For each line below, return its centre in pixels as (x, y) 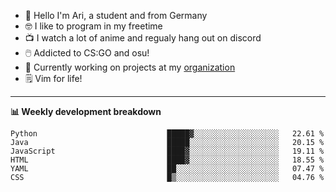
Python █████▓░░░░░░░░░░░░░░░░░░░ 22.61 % (167, 134)
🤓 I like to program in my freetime (93, 26)
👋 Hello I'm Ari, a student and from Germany (116, 15)
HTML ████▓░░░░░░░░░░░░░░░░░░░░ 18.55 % (167, 160)
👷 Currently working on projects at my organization (130, 67)
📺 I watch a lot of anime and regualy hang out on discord (143, 38)
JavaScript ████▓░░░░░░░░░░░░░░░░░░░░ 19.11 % (167, 151)
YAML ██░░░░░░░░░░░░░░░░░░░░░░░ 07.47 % (167, 169)
